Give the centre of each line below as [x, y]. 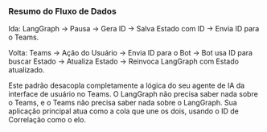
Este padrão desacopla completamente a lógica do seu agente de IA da [127, 85]
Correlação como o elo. [47, 120]
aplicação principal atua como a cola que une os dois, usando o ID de [123, 111]
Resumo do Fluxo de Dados [62, 11]
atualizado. [27, 70]
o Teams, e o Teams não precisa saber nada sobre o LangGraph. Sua [123, 103]
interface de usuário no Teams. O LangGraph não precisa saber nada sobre [133, 94]
